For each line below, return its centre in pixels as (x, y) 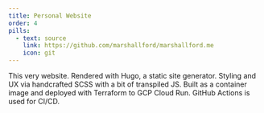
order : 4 (23, 23)
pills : (19, 30)
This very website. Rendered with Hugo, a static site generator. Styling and (132, 76)
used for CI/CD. (34, 101)
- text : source (41, 38)
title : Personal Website (50, 16)
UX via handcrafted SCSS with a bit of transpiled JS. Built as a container (128, 84)
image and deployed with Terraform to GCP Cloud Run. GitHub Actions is (129, 93)
